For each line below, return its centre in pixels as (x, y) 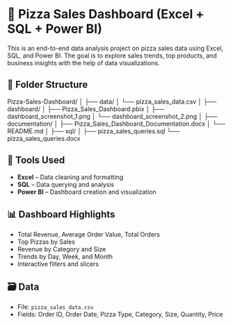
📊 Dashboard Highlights (61, 214)
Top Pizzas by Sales (46, 242)
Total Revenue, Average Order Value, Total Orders (88, 235)
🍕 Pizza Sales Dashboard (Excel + (106, 14)
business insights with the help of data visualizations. (83, 62)
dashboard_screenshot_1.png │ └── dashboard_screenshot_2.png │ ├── (112, 116)
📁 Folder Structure (48, 85)
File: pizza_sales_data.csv (55, 307)
